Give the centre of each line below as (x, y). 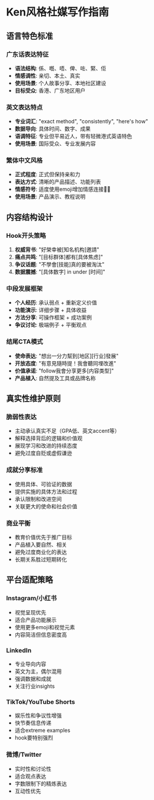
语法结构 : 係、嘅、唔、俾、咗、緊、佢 (60, 68)
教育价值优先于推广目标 (43, 537)
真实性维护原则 (33, 399)
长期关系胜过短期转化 (41, 560)
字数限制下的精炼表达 (41, 783)
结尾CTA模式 (25, 342)
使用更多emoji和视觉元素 (45, 627)
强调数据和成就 (33, 679)
